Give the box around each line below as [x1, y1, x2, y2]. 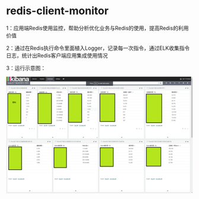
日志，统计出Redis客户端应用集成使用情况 [6, 52, 108, 59]
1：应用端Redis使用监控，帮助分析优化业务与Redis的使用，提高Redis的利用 [6, 24, 189, 31]
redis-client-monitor [6, 4, 109, 18]
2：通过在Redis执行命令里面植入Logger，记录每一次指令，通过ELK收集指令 [6, 44, 190, 52]
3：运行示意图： [6, 64, 46, 72]
